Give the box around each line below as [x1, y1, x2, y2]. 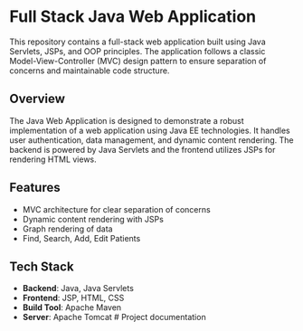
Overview [9, 91, 66, 107]
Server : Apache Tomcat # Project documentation [22, 312, 206, 323]
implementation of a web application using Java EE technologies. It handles [9, 125, 291, 136]
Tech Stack [9, 259, 74, 274]
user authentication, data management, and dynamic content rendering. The [9, 134, 294, 146]
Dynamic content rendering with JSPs [22, 213, 165, 224]
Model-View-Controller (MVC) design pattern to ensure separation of [9, 55, 267, 66]
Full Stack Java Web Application [9, 6, 257, 27]
